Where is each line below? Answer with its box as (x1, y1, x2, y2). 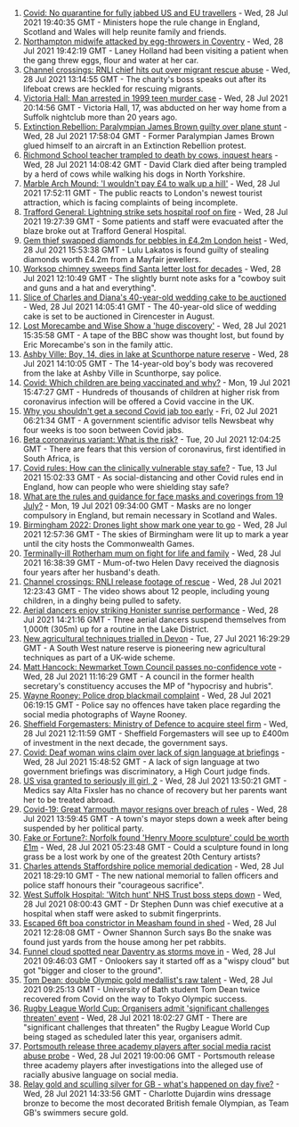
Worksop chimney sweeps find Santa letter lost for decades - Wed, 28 (22, 263, 281, 274)
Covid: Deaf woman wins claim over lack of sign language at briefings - (22, 747, 286, 758)
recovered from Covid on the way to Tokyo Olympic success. (22, 994, 247, 1004)
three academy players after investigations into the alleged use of (22, 1060, 263, 1070)
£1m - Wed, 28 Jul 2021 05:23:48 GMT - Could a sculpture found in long (22, 842, 288, 852)
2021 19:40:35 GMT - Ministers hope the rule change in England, (22, 17, 261, 28)
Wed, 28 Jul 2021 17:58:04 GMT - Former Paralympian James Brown (22, 131, 275, 141)
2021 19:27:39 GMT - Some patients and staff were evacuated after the (22, 216, 284, 227)
